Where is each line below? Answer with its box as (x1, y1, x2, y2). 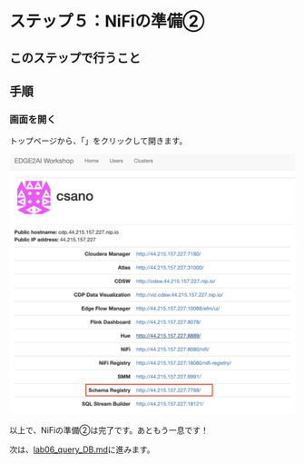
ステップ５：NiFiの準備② (9, 11, 205, 32)
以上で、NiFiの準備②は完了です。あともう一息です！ (9, 424, 209, 435)
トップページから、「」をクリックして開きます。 (9, 135, 188, 146)
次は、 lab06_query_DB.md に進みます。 (9, 444, 155, 455)
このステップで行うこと (9, 50, 141, 65)
